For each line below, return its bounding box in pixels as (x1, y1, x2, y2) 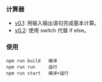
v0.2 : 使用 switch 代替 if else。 (14, 27, 90, 34)
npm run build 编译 (6, 57, 58, 64)
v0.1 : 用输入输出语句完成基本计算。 (14, 19, 100, 27)
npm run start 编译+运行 (6, 70, 69, 76)
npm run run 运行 (6, 64, 58, 70)
